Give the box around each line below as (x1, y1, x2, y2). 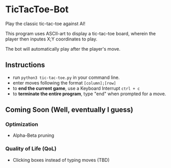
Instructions (5, 60, 45, 70)
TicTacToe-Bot (5, 4, 69, 15)
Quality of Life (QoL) (5, 145, 57, 152)
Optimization (5, 121, 38, 128)
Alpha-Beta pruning (12, 132, 55, 139)
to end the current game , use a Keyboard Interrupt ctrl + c (12, 85, 140, 91)
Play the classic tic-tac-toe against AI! (5, 20, 85, 27)
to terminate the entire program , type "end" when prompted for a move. (12, 91, 166, 97)
